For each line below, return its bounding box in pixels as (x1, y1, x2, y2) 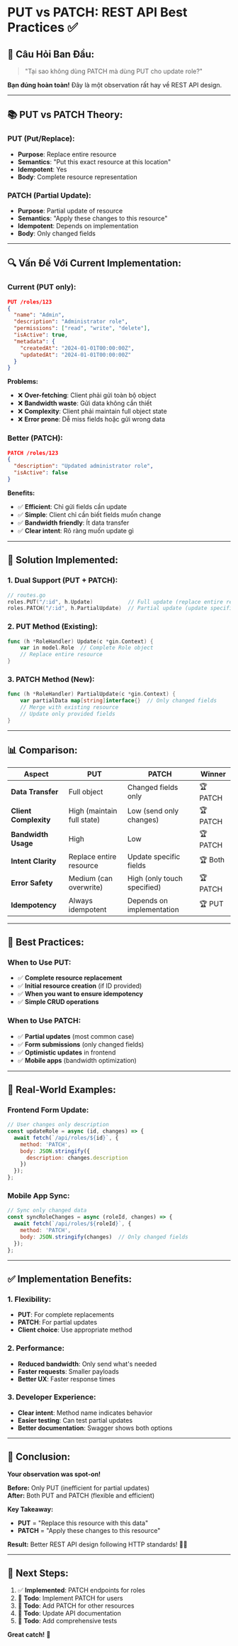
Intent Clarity (11, 856, 57, 866)
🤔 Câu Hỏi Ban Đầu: (7, 48, 95, 60)
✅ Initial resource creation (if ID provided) (17, 982, 142, 990)
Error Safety (11, 878, 53, 888)
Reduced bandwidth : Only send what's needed (17, 1359, 157, 1368)
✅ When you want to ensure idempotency (17, 990, 144, 998)
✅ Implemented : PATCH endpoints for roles (17, 1586, 145, 1595)
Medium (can (68, 874, 113, 884)
